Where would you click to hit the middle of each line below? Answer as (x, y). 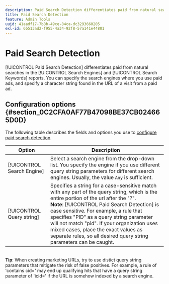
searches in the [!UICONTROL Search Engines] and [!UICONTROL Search (81, 73)
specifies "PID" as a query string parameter (102, 217)
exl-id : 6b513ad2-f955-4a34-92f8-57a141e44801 (55, 29)
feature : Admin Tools (28, 19)
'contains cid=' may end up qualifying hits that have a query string (74, 270)
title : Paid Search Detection (37, 15)
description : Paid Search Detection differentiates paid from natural (81, 10)
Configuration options (41, 104)
